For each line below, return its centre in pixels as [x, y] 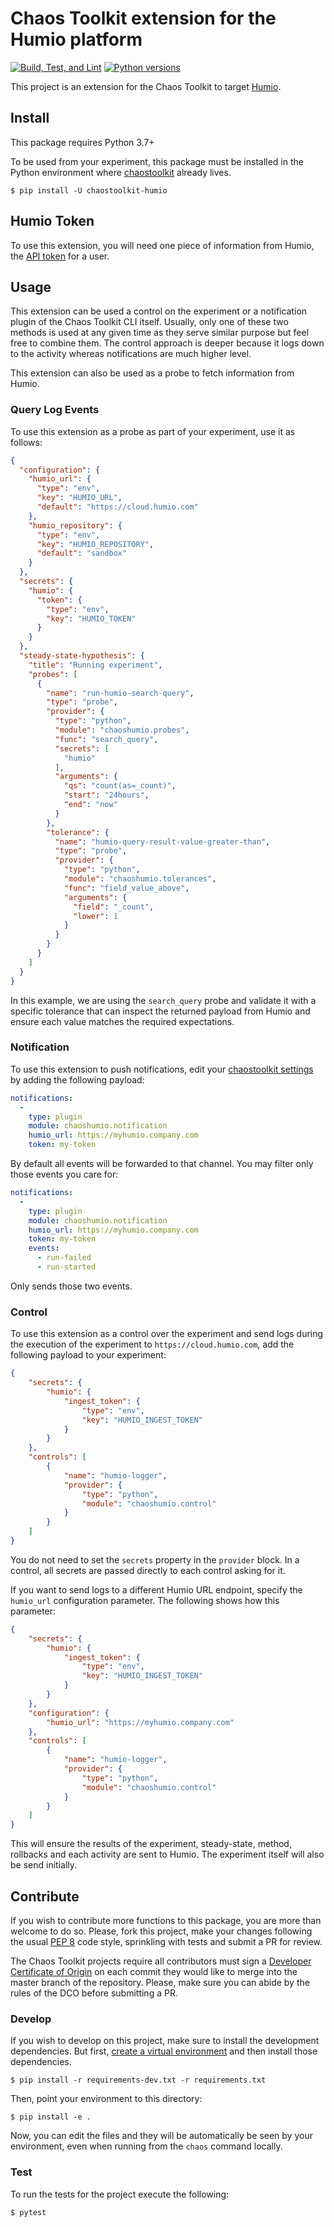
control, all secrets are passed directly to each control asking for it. [148, 1570]
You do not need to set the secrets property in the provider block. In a [155, 1559]
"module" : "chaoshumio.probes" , [122, 730]
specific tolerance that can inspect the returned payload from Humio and [160, 1011]
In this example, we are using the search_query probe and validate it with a [163, 1000]
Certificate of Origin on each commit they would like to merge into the [154, 1971]
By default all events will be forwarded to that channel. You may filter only [162, 1164]
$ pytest [28, 2212]
